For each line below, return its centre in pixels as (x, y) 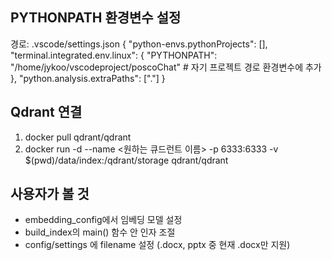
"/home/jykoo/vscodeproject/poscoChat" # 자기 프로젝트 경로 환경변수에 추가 (166, 67)
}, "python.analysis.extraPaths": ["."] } (88, 78)
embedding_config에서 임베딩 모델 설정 (103, 220)
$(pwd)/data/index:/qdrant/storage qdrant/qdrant (126, 160)
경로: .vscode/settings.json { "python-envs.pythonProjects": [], (139, 44)
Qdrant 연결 (46, 112)
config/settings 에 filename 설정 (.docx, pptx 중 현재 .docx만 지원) (157, 245)
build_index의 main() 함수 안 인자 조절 (100, 232)
